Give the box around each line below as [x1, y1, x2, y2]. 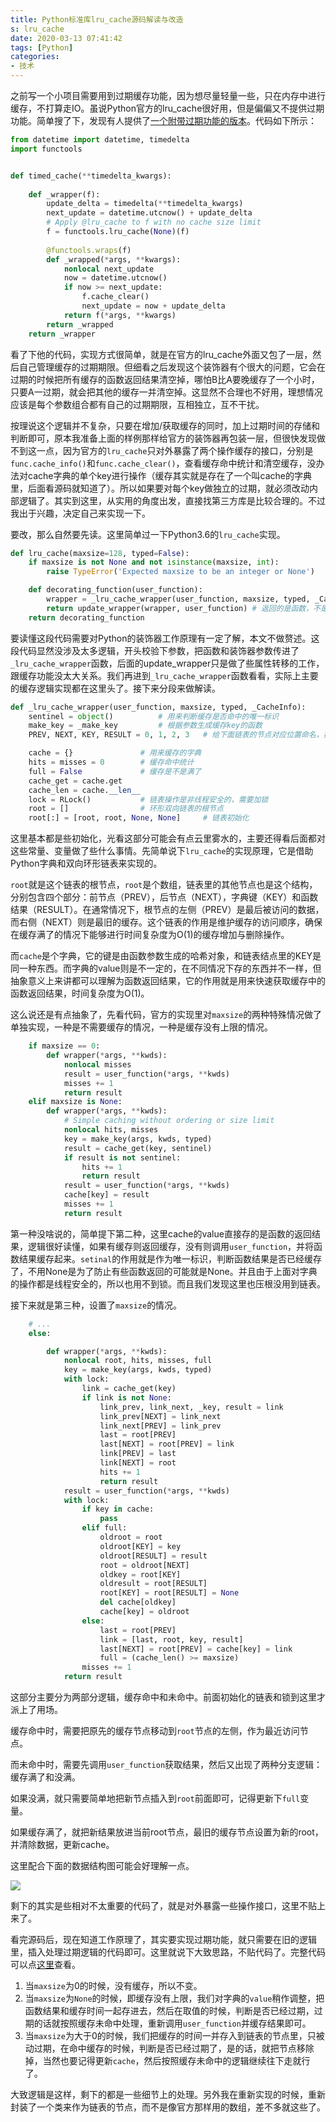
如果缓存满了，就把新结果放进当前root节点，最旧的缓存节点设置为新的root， [10, 1826, 324, 1838]
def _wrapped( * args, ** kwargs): [46, 254, 182, 265]
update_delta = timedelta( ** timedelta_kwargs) [46, 199, 244, 209]
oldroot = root [99, 1532, 163, 1542]
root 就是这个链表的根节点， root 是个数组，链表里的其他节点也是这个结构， [10, 879, 318, 891]
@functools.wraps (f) [46, 245, 132, 255]
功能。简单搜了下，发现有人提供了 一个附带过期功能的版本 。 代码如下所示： [10, 115, 317, 126]
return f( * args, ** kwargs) [63, 310, 177, 320]
